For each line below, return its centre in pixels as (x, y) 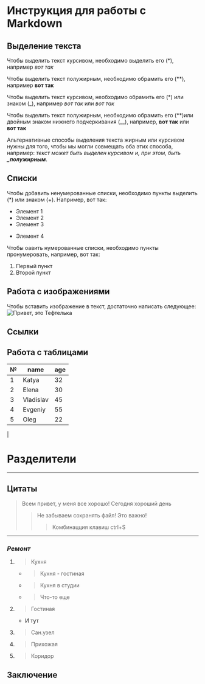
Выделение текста (44, 46)
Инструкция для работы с (77, 11)
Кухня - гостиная (62, 573)
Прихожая (44, 644)
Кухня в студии (60, 585)
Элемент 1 (29, 211)
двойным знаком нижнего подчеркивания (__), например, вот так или (98, 122)
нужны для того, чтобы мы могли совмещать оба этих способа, (90, 146)
